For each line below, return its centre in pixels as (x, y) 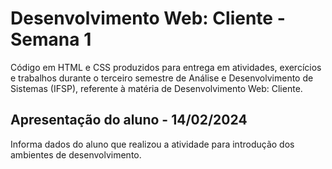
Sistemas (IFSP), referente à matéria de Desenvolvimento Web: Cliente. (156, 88)
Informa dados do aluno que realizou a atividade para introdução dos (152, 144)
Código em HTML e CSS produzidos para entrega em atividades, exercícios (166, 67)
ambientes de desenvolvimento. (76, 154)
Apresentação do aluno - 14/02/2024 (129, 120)
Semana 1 (51, 39)
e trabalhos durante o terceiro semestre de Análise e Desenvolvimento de (162, 78)
